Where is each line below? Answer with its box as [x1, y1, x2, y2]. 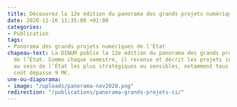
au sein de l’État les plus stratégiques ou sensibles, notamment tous [13, 63, 229, 70]
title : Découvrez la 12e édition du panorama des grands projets [7, 10, 203, 18]
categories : [7, 23, 42, 30]
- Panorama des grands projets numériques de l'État [7, 43, 166, 50]
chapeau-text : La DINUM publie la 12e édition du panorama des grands [7, 50, 219, 57]
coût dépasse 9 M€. [13, 69, 71, 76]
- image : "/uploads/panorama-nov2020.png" [7, 82, 134, 89]
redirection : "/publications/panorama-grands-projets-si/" [7, 89, 185, 96]
